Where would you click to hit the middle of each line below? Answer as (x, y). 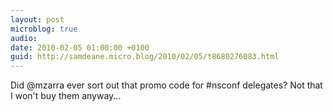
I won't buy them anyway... (66, 96)
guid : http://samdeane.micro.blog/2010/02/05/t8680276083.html (145, 57)
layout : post (37, 19)
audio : (24, 38)
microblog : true (44, 29)
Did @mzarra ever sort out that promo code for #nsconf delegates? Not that (166, 85)
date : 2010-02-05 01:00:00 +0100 (80, 47)
